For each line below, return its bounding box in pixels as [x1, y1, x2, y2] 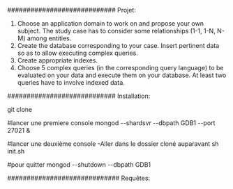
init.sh [7, 147, 25, 155]
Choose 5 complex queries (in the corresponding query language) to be [17, 64, 225, 72]
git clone [7, 106, 33, 113]
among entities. [27, 34, 72, 42]
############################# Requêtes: [7, 174, 151, 182]
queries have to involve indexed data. [17, 79, 126, 86]
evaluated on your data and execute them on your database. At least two [17, 71, 227, 79]
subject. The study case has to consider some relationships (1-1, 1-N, [17, 27, 216, 35]
